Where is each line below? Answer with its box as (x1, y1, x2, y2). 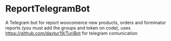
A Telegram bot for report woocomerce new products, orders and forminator (5, 19, 166, 25)
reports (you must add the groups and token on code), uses (5, 24, 131, 30)
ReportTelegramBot (5, 3, 90, 14)
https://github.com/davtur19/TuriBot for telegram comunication (5, 30, 138, 36)
